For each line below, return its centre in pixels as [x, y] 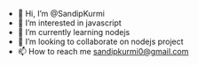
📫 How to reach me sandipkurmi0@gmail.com [103, 51]
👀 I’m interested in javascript [69, 23]
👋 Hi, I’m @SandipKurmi [61, 14]
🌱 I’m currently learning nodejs [74, 32]
